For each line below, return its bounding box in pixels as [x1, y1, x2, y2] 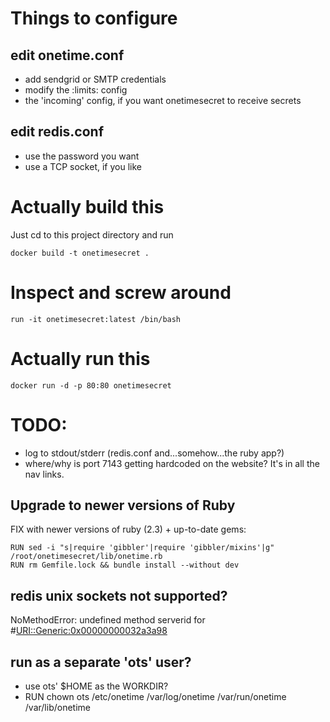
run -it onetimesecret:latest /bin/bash [10, 314, 182, 324]
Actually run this [10, 347, 151, 370]
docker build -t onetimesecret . [10, 248, 150, 258]
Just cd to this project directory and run [10, 228, 174, 241]
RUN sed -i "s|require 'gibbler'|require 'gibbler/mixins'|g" [10, 543, 275, 553]
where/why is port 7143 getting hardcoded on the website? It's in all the [24, 457, 320, 469]
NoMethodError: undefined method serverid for [10, 614, 206, 626]
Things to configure [10, 7, 178, 30]
